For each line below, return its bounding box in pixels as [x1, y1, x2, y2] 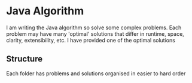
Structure [6, 54, 43, 64]
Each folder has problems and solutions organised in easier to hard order [6, 70, 186, 77]
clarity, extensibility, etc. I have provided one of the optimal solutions [6, 36, 175, 44]
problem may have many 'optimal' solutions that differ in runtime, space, [6, 30, 184, 37]
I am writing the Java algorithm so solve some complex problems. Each [6, 24, 182, 31]
